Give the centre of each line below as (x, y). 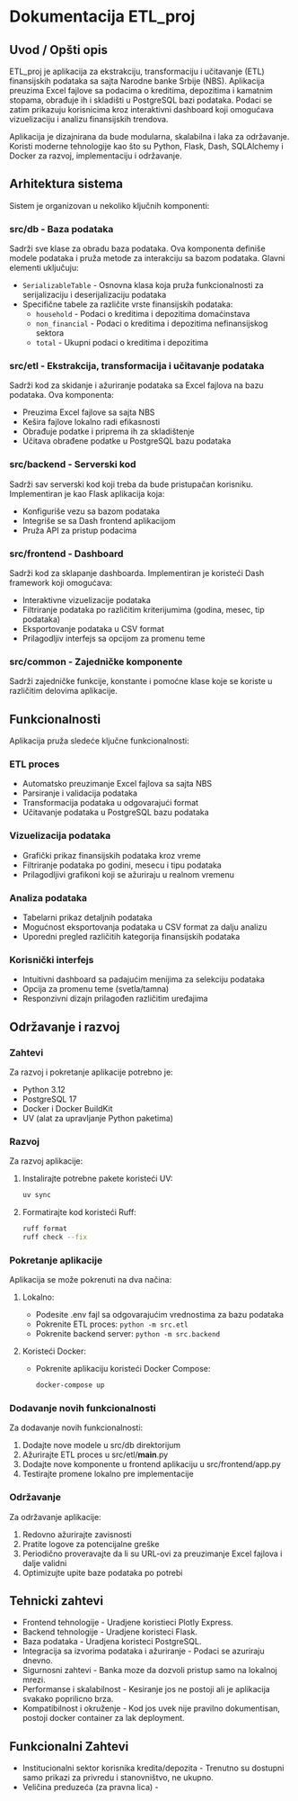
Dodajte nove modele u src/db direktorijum (101, 1445)
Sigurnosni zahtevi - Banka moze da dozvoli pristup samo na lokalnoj (150, 1670)
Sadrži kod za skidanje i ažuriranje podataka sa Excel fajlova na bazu (136, 385)
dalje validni (44, 1562)
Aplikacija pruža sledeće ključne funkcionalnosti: (100, 741)
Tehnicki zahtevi (57, 1601)
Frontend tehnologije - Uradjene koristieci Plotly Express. (127, 1623)
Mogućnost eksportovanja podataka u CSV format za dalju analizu (145, 927)
